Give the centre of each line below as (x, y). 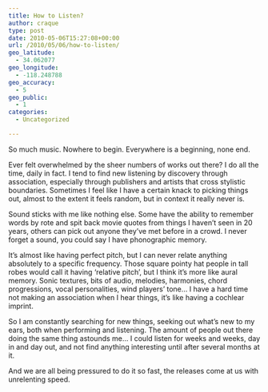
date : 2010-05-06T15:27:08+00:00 (64, 38)
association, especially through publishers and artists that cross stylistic (127, 181)
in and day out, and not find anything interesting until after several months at (134, 346)
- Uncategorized (42, 120)
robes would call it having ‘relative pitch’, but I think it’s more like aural (123, 271)
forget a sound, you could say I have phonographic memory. (108, 240)
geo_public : (28, 97)
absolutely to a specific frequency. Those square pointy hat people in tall (128, 263)
